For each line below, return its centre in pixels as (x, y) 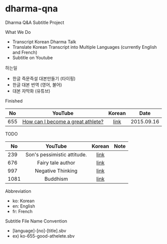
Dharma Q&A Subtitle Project (35, 22)
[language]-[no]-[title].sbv (39, 231)
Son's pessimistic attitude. (56, 154)
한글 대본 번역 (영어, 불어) (37, 85)
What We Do (18, 32)
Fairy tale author (56, 162)
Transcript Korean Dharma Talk (44, 42)
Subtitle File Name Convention (36, 221)
